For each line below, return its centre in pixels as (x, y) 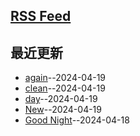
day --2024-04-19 (61, 99)
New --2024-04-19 (63, 110)
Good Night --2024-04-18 (77, 120)
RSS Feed (41, 16)
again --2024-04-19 (65, 78)
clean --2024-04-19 (65, 88)
